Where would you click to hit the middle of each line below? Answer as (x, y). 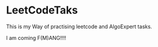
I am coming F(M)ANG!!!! (36, 38)
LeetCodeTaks (42, 10)
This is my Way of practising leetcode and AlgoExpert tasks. (79, 26)
